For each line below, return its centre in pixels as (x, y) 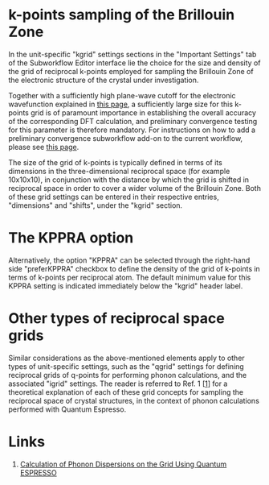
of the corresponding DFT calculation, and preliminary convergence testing (133, 121)
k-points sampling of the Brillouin (122, 15)
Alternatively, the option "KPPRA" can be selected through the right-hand (129, 260)
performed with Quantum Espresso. (67, 409)
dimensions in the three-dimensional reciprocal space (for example (119, 171)
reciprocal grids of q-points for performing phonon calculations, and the (128, 375)
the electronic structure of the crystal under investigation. (104, 80)
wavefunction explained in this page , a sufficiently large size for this (121, 104)
